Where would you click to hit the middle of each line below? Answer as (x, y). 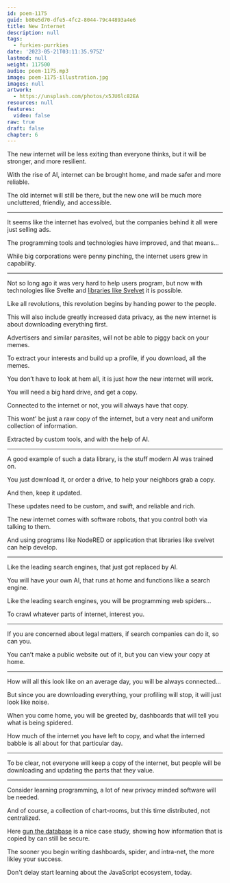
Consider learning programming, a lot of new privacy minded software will (112, 790)
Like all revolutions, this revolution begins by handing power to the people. (112, 304)
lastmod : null (27, 58)
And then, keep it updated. (44, 493)
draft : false (26, 128)
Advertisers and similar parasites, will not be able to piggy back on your (108, 338)
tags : (15, 39)
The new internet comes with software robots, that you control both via (107, 519)
